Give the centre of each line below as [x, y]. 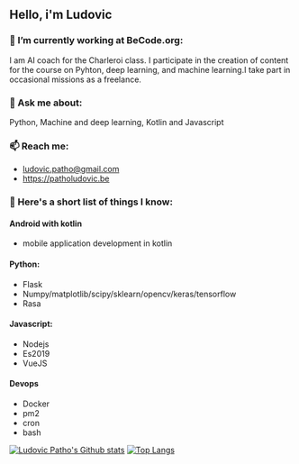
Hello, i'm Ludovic [61, 15]
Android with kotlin [46, 223]
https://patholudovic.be [66, 178]
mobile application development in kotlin [97, 243]
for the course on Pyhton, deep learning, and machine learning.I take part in [150, 69]
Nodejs [36, 344]
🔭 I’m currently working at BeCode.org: [96, 41]
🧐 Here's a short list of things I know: [91, 202]
